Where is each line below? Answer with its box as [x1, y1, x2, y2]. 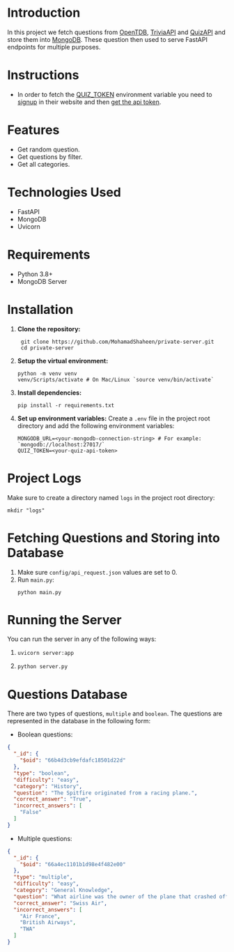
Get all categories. [17, 160, 70, 168]
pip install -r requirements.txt [17, 402, 115, 409]
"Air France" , [19, 912, 61, 920]
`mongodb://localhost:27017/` [17, 441, 106, 448]
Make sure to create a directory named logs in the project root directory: [7, 493, 215, 501]
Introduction [7, 5, 81, 21]
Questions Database [7, 686, 127, 702]
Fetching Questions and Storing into [7, 530, 221, 545]
